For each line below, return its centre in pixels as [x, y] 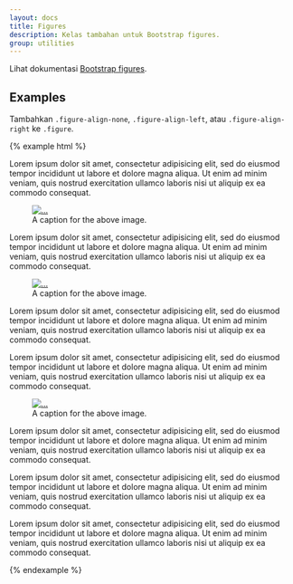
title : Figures [38, 26]
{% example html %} [48, 147]
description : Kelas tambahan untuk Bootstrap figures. [115, 34]
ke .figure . [52, 129]
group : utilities [42, 43]
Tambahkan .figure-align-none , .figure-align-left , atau [118, 120]
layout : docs [34, 18]
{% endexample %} [46, 570]
